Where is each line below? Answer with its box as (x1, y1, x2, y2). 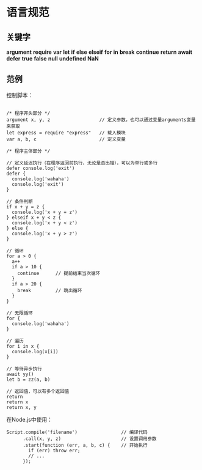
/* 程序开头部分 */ (6, 110, 51, 116)
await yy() (6, 371, 34, 377)
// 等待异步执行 (6, 365, 42, 372)
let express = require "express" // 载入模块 (6, 130, 126, 136)
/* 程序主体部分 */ (6, 148, 51, 154)
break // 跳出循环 (17, 287, 82, 293)
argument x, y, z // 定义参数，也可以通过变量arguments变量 (6, 117, 196, 123)
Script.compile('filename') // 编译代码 (6, 429, 148, 435)
